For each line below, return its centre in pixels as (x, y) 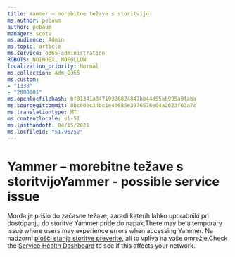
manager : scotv (30, 33)
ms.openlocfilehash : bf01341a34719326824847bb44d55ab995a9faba (102, 99)
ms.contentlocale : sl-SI (44, 118)
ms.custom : (23, 79)
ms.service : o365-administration (56, 54)
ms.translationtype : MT (42, 112)
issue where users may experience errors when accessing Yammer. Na (110, 231)
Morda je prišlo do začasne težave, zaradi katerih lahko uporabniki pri (108, 216)
